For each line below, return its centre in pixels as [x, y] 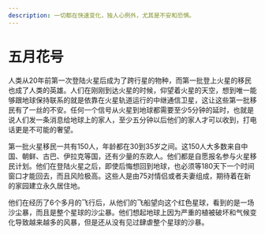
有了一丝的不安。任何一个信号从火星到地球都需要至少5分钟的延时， [124, 110]
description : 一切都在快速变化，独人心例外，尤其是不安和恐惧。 [102, 15]
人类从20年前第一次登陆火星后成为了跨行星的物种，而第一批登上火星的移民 [130, 80]
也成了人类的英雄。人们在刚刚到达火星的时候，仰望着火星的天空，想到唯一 [129, 90]
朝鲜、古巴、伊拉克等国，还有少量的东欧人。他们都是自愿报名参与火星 [136, 156]
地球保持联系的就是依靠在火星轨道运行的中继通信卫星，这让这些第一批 [136, 100]
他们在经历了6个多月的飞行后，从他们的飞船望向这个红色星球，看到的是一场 [131, 202]
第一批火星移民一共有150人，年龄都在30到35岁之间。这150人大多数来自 [125, 146]
